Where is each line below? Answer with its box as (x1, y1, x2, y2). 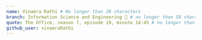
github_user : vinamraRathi (6, 25, 74, 31)
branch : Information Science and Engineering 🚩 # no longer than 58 (6, 14, 182, 20)
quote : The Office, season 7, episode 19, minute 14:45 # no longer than (6, 19, 195, 25)
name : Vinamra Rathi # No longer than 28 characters (6, 8, 141, 15)
